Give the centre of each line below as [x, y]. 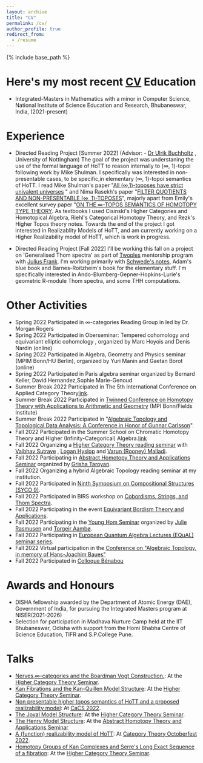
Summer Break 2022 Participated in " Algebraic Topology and [91, 419]
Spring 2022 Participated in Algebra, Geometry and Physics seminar [100, 354]
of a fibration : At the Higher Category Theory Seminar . [83, 753]
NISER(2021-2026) [38, 615]
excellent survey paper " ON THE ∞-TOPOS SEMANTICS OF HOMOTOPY [106, 205]
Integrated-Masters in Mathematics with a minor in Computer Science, [103, 98]
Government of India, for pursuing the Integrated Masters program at [101, 608]
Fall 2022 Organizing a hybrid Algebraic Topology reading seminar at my [106, 470]
